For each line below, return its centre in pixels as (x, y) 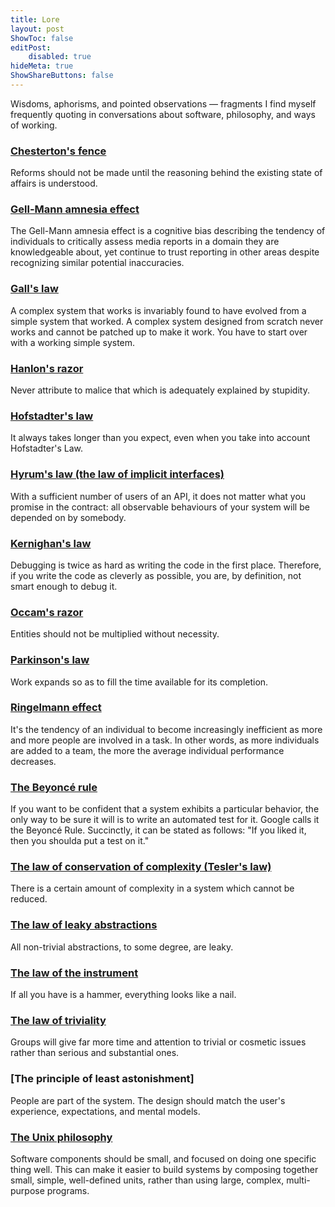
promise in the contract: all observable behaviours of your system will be (160, 507)
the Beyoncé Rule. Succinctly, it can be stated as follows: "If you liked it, (158, 830)
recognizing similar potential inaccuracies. (97, 263)
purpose (27, 1190)
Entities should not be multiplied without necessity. (115, 634)
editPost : (31, 47)
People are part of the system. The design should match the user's (148, 1100)
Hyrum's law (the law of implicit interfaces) (117, 474)
